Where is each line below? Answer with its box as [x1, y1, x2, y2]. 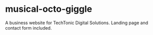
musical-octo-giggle [5, 3, 92, 15]
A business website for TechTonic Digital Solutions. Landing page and [5, 20, 149, 26]
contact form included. [5, 25, 52, 31]
